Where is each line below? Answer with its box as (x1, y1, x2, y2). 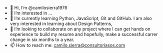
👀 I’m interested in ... (9, 10, 52, 16)
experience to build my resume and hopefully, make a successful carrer (9, 31, 158, 37)
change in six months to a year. (9, 36, 74, 42)
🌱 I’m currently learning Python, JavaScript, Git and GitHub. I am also (9, 15, 152, 21)
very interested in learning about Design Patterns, (9, 20, 112, 26)
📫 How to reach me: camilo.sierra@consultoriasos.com (9, 42, 125, 48)
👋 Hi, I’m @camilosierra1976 (9, 5, 67, 10)
